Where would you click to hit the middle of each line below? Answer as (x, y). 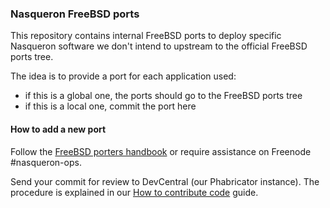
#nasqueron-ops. (46, 162)
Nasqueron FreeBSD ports (75, 14)
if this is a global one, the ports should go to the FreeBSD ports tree (163, 96)
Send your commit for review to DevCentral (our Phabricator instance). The (165, 181)
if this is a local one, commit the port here (110, 106)
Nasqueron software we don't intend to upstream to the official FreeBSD (159, 46)
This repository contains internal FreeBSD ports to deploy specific (146, 36)
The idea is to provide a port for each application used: (123, 76)
